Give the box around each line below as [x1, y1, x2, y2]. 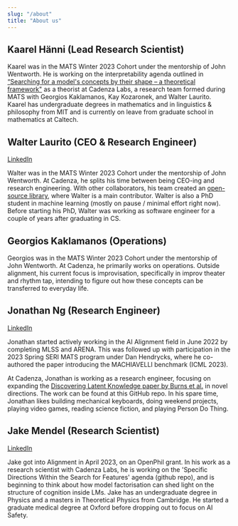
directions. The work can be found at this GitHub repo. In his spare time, [7, 389, 219, 398]
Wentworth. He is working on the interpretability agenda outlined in [7, 70, 204, 78]
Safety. [7, 510, 28, 519]
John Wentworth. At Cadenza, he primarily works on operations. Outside [7, 261, 220, 269]
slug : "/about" [7, 10, 53, 18]
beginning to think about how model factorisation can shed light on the [7, 480, 215, 489]
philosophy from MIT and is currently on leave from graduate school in [7, 108, 214, 116]
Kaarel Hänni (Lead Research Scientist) [7, 43, 185, 56]
